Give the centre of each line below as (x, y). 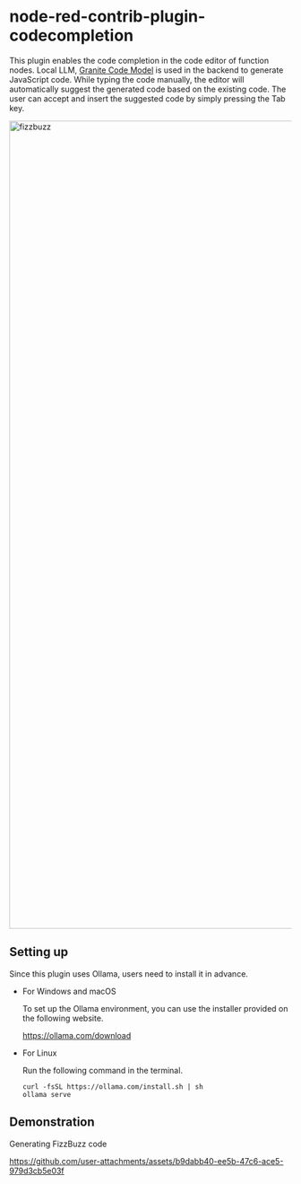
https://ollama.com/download (77, 1035)
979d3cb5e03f (37, 1171)
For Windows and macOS (69, 991)
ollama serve (47, 1094)
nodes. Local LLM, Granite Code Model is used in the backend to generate (146, 70)
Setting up (39, 952)
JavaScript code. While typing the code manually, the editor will (127, 79)
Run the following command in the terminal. (103, 1070)
